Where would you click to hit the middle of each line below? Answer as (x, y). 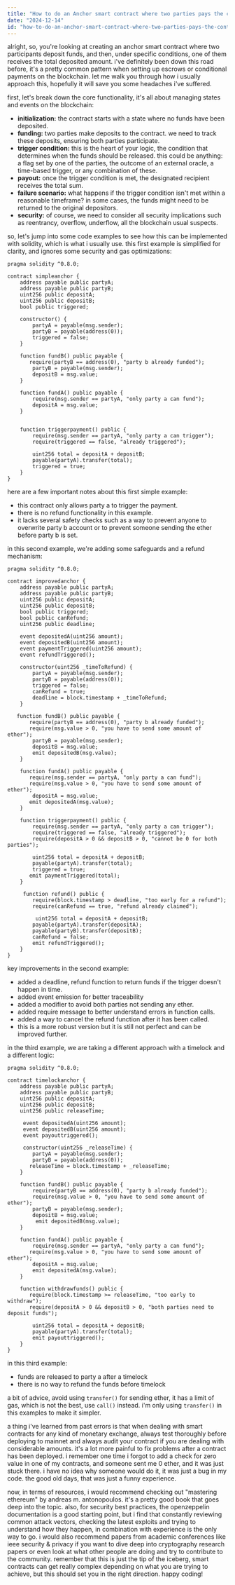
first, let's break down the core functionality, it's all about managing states (114, 97)
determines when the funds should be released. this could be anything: (120, 156)
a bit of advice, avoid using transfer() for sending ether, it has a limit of (111, 1398)
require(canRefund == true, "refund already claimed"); (115, 906)
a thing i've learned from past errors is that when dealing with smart (105, 1427)
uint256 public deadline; (58, 625)
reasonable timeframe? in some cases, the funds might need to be (113, 200)
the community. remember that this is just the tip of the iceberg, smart (108, 1559)
